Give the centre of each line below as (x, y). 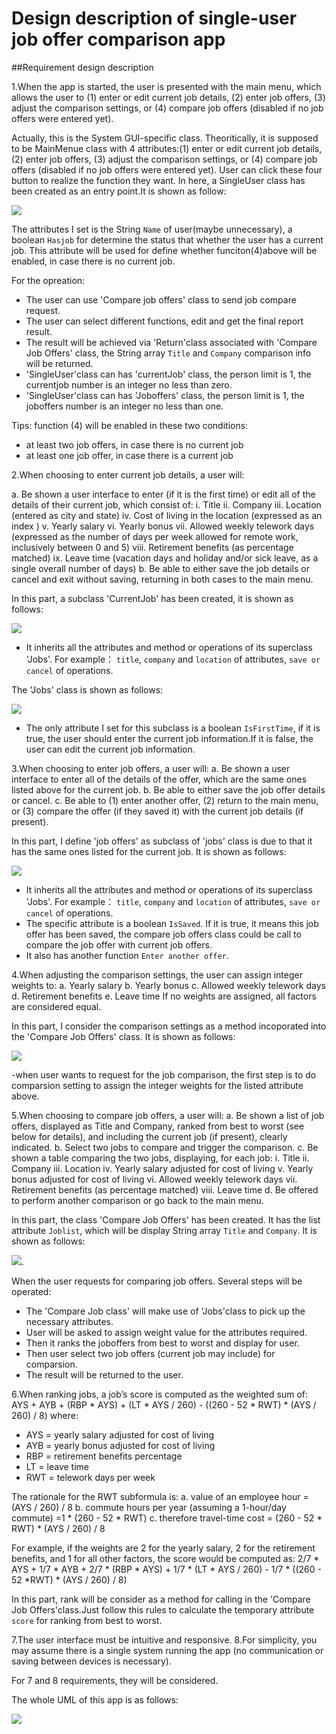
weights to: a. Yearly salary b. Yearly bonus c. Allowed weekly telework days (168, 985)
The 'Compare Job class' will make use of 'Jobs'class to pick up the (165, 1311)
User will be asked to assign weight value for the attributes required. (166, 1332)
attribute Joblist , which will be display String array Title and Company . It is (164, 1230)
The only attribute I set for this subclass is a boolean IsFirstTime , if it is (173, 728)
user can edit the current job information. (110, 749)
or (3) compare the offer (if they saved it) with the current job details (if (157, 811)
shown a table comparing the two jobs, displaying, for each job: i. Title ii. (160, 1158)
